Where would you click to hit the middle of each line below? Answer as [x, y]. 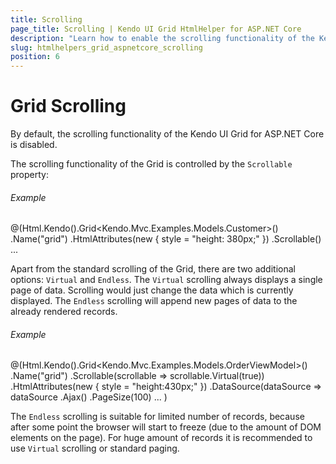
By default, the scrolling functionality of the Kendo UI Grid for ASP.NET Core [167, 134]
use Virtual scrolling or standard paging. [95, 448]
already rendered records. [64, 312]
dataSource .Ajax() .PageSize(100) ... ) [89, 397]
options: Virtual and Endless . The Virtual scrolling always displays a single [166, 280]
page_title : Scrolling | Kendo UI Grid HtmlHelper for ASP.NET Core [156, 29]
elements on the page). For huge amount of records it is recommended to [161, 438]
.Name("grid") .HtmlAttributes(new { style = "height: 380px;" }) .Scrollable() [166, 239]
